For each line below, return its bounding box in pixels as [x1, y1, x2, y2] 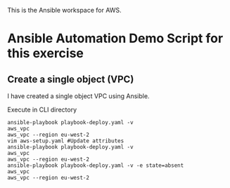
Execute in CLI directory [7, 105, 77, 114]
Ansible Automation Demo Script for [7, 31, 224, 46]
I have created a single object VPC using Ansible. [7, 92, 150, 100]
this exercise [7, 46, 84, 62]
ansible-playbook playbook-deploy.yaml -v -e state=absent [7, 162, 184, 169]
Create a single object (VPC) [7, 73, 134, 85]
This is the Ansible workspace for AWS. [7, 6, 122, 14]
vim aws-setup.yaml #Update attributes [7, 137, 124, 145]
